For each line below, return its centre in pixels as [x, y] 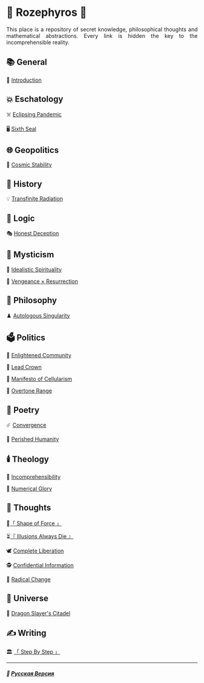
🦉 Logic [21, 218]
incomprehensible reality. [38, 42]
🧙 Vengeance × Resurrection [42, 281]
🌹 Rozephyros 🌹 [46, 13]
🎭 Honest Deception [33, 233]
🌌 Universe [27, 599]
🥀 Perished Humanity [33, 439]
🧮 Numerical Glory [29, 489]
